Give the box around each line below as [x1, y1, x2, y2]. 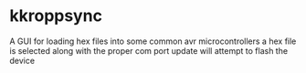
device [9, 55, 35, 66]
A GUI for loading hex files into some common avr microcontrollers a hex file [9, 36, 297, 47]
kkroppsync [9, 5, 103, 26]
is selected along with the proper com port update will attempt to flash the [9, 45, 289, 56]
